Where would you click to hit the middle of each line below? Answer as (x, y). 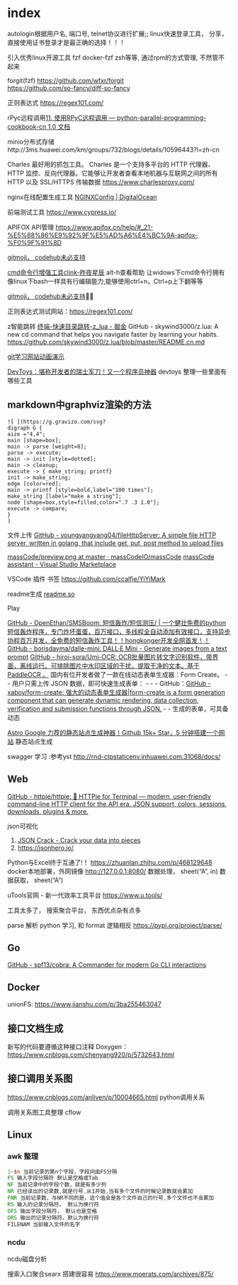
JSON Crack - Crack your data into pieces (79, 840)
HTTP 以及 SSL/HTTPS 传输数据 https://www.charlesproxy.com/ (101, 181)
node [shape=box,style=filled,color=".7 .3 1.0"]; (84, 502)
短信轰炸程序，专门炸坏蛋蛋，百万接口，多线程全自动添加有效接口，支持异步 (119, 632)
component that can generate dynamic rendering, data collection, (103, 700)
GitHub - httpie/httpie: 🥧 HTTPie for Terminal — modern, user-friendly (109, 796)
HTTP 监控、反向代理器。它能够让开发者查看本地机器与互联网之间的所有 (113, 173)
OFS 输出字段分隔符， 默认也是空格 (52, 1211)
